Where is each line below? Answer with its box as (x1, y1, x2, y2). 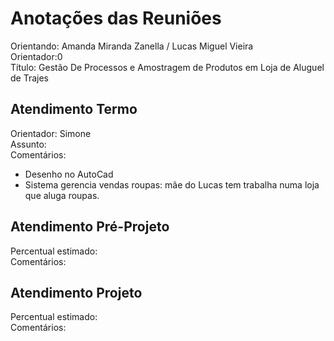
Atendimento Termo (10, 101, 138, 118)
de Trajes (10, 72, 49, 84)
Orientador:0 (10, 50, 63, 62)
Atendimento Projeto (10, 284, 143, 301)
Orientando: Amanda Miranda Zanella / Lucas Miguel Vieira (10, 40, 254, 52)
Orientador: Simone (10, 127, 92, 139)
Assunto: (10, 138, 47, 150)
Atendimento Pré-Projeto (10, 218, 170, 236)
